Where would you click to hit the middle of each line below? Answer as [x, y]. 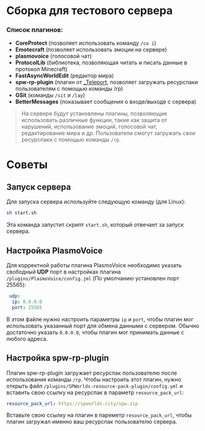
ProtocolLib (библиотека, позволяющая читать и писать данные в [101, 63]
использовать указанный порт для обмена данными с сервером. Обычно [103, 326]
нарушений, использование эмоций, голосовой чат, [89, 127]
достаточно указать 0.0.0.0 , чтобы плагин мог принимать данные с [95, 332]
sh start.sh [21, 213]
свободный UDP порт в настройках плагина [64, 272]
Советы [27, 165]
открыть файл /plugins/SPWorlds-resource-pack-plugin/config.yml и [95, 386]
